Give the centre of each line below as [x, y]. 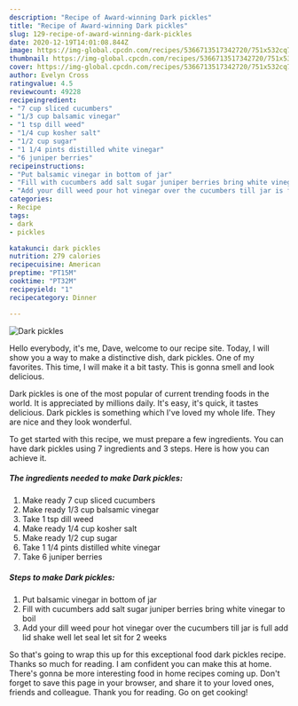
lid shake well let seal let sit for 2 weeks [94, 638]
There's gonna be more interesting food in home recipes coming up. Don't [145, 674]
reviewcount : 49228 [45, 91]
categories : [31, 199]
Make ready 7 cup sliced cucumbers [89, 500]
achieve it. [28, 457]
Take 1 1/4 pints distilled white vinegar [91, 548]
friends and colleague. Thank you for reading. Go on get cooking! [129, 693]
